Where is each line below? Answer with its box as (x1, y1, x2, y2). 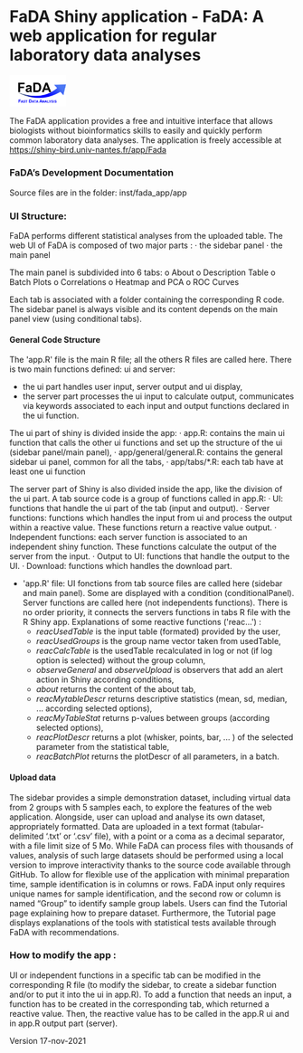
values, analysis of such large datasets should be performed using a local (9, 849, 284, 860)
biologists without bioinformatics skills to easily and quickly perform (9, 125, 262, 136)
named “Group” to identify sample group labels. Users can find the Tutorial (9, 897, 288, 908)
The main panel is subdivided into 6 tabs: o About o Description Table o (9, 267, 276, 278)
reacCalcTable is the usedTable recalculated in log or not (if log (35, 645, 273, 657)
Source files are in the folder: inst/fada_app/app (9, 187, 187, 198)
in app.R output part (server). (9, 1018, 118, 1029)
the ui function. (22, 410, 80, 422)
